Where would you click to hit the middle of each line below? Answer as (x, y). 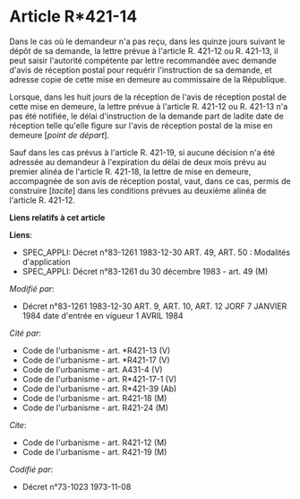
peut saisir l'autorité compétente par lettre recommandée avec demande (143, 60)
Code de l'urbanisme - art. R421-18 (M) (94, 398)
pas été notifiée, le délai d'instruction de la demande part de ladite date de (146, 116)
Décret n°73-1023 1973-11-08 (77, 486)
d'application (46, 261)
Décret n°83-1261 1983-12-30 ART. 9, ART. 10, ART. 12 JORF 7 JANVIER (154, 306)
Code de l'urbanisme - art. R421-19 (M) (94, 451)
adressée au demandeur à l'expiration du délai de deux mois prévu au (138, 162)
